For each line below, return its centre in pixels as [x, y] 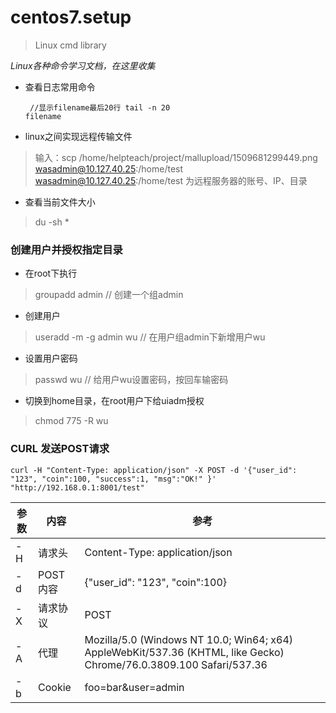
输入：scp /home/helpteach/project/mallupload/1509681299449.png [176, 157]
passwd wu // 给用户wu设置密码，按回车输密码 [131, 380]
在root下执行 [51, 273]
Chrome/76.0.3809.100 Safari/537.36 [176, 664]
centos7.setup [71, 17]
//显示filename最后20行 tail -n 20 [100, 107]
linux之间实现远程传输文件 [78, 136]
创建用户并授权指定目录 [66, 249]
